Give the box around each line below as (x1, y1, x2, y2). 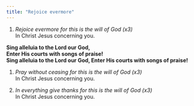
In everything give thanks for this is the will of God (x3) (15, 86, 153, 94)
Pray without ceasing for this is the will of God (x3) (15, 68, 142, 76)
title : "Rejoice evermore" (6, 8, 75, 15)
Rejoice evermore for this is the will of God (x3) (15, 25, 133, 33)
